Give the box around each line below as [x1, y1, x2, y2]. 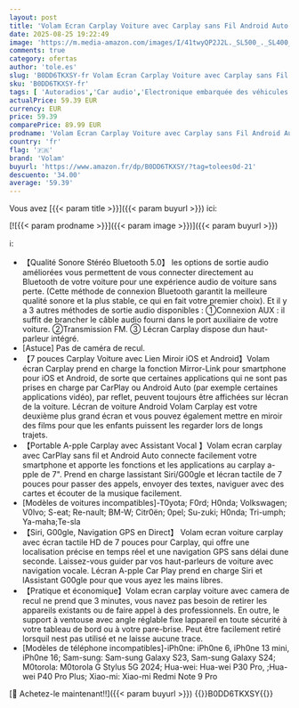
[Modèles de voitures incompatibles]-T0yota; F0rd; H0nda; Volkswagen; [21, 498, 287, 509]
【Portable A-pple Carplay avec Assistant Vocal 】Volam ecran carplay [21, 440, 283, 451]
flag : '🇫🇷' [9, 145, 53, 154]
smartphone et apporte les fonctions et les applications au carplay [21, 460, 265, 470]
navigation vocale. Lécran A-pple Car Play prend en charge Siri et [21, 566, 263, 576]
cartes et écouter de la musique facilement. [21, 488, 182, 499]
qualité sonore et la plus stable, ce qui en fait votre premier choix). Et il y [21, 296, 287, 306]
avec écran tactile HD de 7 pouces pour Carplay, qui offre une [21, 537, 250, 548]
